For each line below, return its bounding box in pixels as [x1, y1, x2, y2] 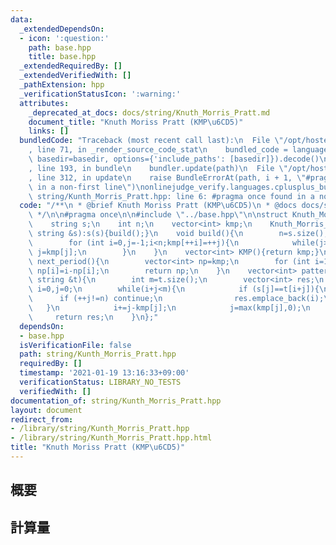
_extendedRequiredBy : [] [19, 61, 123, 71]
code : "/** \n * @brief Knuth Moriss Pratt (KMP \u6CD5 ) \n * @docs [19, 201, 298, 211]
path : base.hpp [28, 42, 92, 53]
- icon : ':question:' [19, 33, 110, 43]
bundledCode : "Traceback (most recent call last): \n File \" [19, 136, 284, 146]
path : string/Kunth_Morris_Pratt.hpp [19, 349, 177, 360]
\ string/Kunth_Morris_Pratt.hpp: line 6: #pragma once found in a [28, 191, 315, 201]
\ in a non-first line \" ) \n [28, 182, 145, 192]
